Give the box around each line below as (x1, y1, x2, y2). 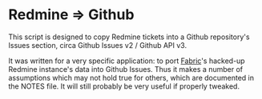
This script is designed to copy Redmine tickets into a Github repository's (8, 32, 250, 42)
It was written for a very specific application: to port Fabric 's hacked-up (8, 56, 246, 65)
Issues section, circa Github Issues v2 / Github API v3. (8, 40, 187, 49)
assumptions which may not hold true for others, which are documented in (8, 73, 255, 82)
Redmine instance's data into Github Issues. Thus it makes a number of (8, 64, 243, 73)
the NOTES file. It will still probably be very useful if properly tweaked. (8, 81, 240, 91)
